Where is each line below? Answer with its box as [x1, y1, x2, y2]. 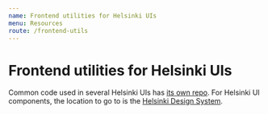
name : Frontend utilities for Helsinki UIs [8, 11, 157, 20]
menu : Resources [8, 19, 63, 27]
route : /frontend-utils [8, 26, 89, 35]
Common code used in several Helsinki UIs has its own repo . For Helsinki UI [8, 88, 260, 97]
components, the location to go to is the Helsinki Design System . [8, 96, 224, 106]
